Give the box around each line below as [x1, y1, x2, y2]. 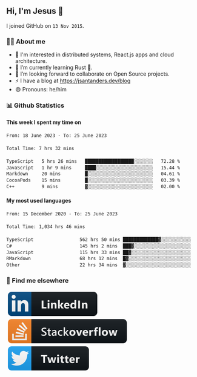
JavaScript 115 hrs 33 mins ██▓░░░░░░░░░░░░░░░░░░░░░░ [6, 249, 191, 255]
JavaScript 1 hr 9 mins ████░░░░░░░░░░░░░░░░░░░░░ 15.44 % [6, 165, 181, 171]
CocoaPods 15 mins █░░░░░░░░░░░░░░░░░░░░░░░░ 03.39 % [6, 177, 181, 183]
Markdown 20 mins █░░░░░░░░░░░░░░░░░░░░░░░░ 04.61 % [6, 171, 181, 177]
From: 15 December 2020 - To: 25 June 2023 [6, 211, 118, 217]
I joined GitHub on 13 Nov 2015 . [6, 22, 84, 29]
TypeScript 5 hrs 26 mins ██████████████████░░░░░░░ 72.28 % [6, 158, 181, 164]
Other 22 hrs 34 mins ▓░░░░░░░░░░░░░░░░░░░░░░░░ [6, 262, 191, 268]
